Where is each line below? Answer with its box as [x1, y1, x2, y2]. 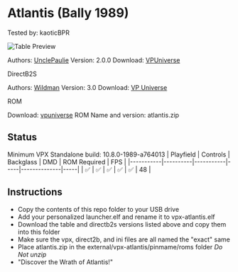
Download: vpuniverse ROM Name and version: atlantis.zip [7, 110, 180, 119]
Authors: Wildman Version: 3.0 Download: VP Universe [7, 83, 168, 91]
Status [7, 131, 38, 143]
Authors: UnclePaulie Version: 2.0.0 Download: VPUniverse [7, 55, 180, 64]
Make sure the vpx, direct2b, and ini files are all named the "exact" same [17, 235, 231, 244]
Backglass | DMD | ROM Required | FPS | [7, 157, 126, 166]
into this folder [17, 227, 60, 236]
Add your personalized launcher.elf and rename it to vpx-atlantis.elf [17, 212, 215, 221]
